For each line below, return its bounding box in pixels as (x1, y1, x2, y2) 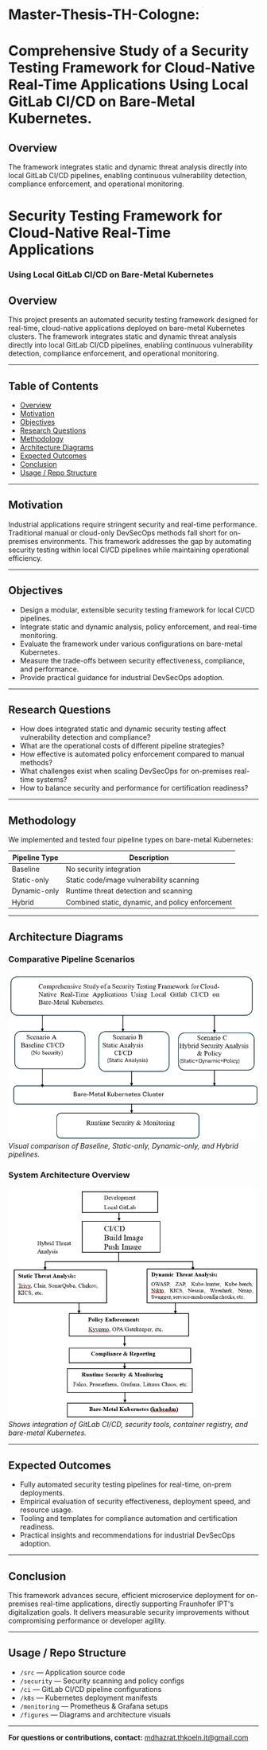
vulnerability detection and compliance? (19, 733, 151, 742)
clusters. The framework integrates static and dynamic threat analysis (8, 332, 237, 341)
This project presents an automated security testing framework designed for (8, 315, 258, 325)
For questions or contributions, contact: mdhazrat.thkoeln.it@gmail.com (8, 1732, 249, 1742)
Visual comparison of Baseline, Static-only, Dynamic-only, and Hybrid (8, 1141, 239, 1151)
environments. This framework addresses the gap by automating (40, 536, 252, 546)
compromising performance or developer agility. (8, 1616, 167, 1626)
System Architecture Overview (8, 1169, 130, 1180)
